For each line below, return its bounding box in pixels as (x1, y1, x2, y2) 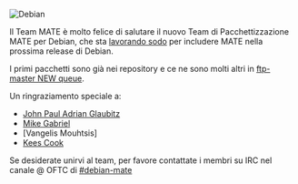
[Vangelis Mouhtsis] (22, 128, 98, 138)
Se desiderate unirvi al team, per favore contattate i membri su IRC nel (9, 155, 273, 166)
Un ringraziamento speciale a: (9, 91, 122, 101)
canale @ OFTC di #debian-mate (9, 165, 133, 175)
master (9, 73, 36, 84)
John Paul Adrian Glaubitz (22, 108, 121, 118)
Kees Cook (22, 138, 64, 148)
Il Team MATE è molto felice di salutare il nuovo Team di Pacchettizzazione (9, 26, 289, 36)
